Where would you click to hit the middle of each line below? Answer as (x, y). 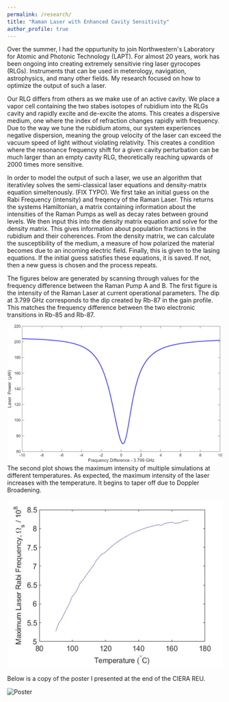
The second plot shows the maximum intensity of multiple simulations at (109, 468)
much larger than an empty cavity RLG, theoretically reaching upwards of (110, 157)
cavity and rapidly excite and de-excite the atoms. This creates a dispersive (113, 114)
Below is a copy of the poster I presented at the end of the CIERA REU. (106, 679)
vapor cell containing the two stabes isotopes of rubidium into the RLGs (108, 106)
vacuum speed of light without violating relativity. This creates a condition (111, 143)
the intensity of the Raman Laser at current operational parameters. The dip (113, 293)
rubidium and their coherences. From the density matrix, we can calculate (111, 236)
